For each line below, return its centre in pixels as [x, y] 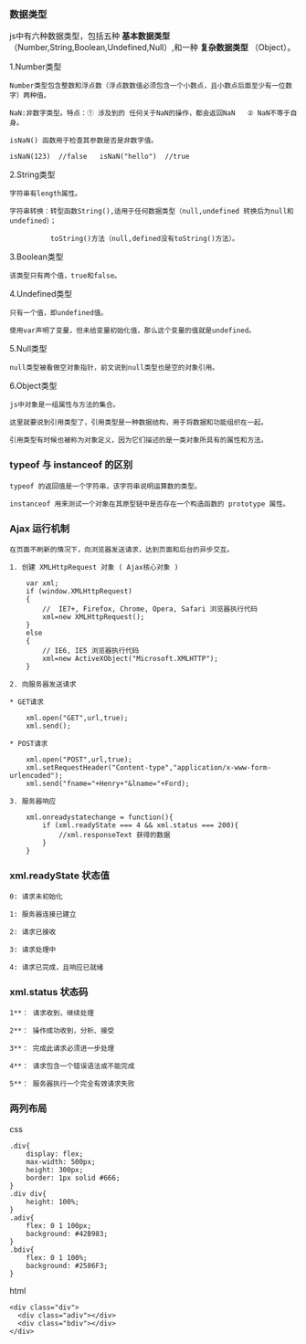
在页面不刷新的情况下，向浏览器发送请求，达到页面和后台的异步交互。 [122, 550]
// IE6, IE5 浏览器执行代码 [91, 650]
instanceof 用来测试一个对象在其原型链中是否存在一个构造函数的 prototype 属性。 [150, 504]
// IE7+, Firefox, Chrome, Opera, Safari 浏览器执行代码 [150, 609]
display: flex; [55, 1154]
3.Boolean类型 [37, 257]
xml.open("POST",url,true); [79, 760]
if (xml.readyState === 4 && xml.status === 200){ [141, 825]
